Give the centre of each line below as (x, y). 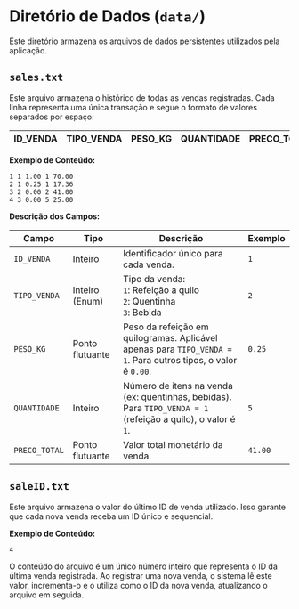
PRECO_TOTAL (39, 450)
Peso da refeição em (166, 327)
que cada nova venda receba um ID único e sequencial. (111, 516)
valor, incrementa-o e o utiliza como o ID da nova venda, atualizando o (139, 585)
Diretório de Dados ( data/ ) (108, 16)
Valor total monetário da (174, 444)
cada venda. (149, 264)
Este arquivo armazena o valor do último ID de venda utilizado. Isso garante (148, 507)
